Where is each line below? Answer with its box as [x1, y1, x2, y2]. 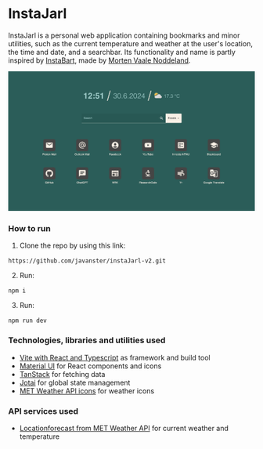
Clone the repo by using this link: [19, 241, 126, 251]
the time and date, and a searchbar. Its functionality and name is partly [8, 47, 236, 56]
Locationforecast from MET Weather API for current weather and [19, 424, 229, 433]
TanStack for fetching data [19, 369, 106, 378]
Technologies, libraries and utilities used [8, 335, 166, 346]
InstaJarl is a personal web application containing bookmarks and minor [8, 31, 240, 40]
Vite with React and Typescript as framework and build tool [19, 353, 211, 362]
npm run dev [8, 317, 47, 325]
